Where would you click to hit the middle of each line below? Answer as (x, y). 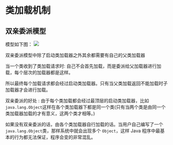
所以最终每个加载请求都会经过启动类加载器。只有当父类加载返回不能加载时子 (86, 83)
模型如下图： (19, 44)
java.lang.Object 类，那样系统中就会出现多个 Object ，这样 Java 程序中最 (83, 131)
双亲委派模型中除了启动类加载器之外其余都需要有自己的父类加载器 (75, 55)
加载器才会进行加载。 (28, 90)
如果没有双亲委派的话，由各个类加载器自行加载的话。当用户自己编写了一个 (84, 124)
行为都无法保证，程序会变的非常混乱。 (55, 137)
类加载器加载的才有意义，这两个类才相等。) (50, 113)
